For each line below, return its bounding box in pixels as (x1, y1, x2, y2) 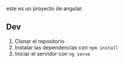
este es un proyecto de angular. (6, 5, 83, 12)
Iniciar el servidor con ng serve (14, 50, 90, 57)
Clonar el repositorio (14, 38, 65, 45)
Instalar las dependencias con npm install (14, 44, 119, 51)
